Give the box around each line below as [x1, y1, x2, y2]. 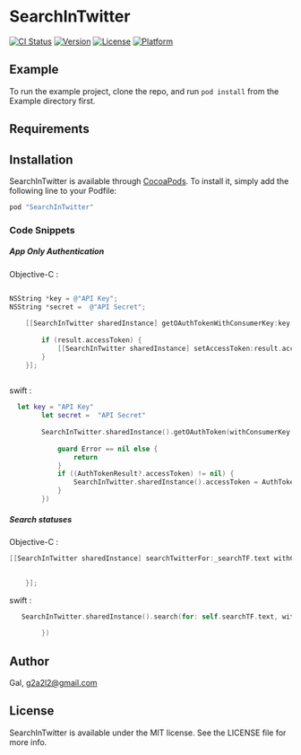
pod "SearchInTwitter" [9, 202, 94, 212]
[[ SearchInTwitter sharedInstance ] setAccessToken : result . [56, 344, 282, 353]
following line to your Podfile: [9, 185, 117, 196]
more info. [9, 736, 47, 747]
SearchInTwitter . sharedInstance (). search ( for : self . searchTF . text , [21, 612, 279, 621]
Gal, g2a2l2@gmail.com [9, 678, 98, 688]
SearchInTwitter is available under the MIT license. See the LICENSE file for [9, 727, 287, 738]
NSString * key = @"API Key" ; [9, 294, 118, 303]
